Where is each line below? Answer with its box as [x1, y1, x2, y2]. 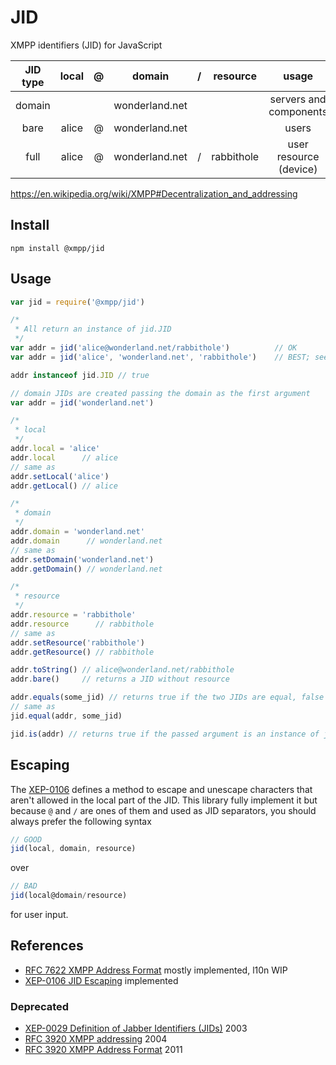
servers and [269, 92, 327, 106]
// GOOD [10, 834, 43, 845]
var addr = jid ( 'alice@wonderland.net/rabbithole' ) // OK [10, 343, 298, 353]
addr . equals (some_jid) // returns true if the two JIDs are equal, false [10, 692, 325, 703]
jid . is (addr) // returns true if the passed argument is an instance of [10, 729, 320, 739]
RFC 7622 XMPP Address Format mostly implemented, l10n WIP [24, 964, 288, 976]
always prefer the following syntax [10, 815, 152, 827]
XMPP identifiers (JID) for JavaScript [10, 39, 163, 51]
